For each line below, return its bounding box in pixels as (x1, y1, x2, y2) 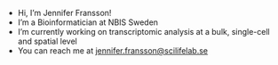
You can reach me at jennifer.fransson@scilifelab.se (17, 45, 209, 56)
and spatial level (17, 36, 77, 46)
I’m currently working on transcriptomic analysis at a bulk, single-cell (17, 27, 270, 37)
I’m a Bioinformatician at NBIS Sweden (17, 17, 158, 28)
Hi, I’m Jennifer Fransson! (17, 8, 112, 18)
